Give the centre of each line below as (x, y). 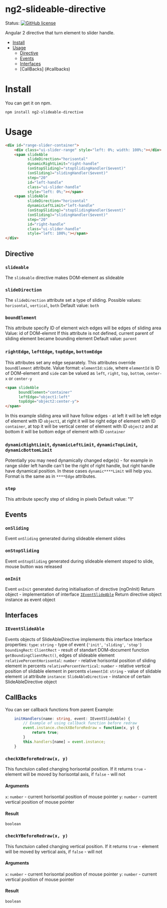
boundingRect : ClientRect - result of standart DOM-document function (77, 650)
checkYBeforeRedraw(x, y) (37, 836)
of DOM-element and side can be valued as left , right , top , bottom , (75, 373)
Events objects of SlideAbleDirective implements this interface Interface (79, 639)
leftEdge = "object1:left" (44, 397)
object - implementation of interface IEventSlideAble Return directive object (83, 594)
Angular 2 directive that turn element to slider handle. (60, 32)
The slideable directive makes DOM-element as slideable (65, 277)
